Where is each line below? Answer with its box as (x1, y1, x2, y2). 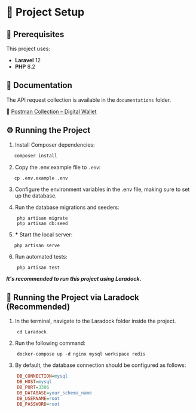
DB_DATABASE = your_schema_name (17, 390, 93, 396)
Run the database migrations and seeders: (14, 204, 120, 211)
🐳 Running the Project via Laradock (6, 292, 139, 302)
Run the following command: (14, 339, 85, 347)
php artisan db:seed (17, 220, 68, 226)
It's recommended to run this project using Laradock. (6, 275, 142, 282)
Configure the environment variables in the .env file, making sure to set (14, 186, 190, 193)
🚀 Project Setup (6, 5, 85, 19)
